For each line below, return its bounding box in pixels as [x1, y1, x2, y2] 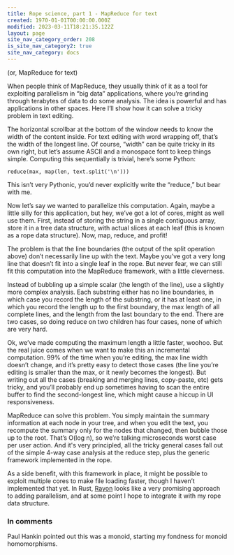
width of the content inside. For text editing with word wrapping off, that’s [7, 132, 219, 140]
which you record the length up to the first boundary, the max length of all [7, 302, 220, 311]
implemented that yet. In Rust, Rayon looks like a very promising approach [7, 484, 221, 492]
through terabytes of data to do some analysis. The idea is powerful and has [7, 96, 227, 105]
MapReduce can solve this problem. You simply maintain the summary [7, 411, 210, 420]
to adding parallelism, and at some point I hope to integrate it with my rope [7, 491, 221, 500]
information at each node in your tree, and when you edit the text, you [7, 418, 208, 427]
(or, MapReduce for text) [7, 68, 78, 77]
